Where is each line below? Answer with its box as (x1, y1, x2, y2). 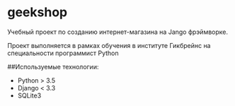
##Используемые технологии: (7, 62, 99, 71)
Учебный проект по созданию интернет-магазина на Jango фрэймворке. (7, 28, 229, 36)
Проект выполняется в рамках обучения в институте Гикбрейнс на (7, 41, 211, 49)
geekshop (7, 4, 68, 20)
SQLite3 (17, 91, 42, 100)
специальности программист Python (7, 49, 119, 57)
